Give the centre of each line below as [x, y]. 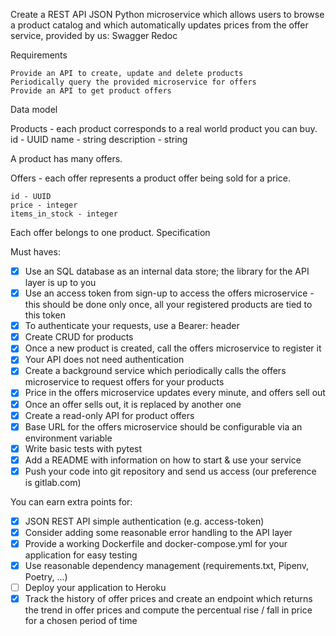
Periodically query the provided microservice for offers [133, 82]
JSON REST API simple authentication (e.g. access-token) [144, 521]
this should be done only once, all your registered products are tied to [168, 305]
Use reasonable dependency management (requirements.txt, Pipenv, [167, 566]
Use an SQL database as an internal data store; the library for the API [167, 271]
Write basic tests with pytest [83, 448]
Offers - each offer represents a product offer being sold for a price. [151, 178]
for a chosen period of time [81, 621]
